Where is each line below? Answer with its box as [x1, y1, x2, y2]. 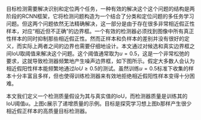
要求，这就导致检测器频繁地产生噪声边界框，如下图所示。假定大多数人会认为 [6, 57, 195, 64]
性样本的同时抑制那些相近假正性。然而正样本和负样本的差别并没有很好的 [6, 35, 184, 42]
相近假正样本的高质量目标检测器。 [6, 107, 90, 115]
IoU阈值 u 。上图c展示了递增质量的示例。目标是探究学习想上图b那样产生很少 [6, 100, 192, 107]
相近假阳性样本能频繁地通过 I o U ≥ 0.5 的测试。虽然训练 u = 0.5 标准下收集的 [6, 65, 189, 72]
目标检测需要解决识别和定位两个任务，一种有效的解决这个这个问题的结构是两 [6, 5, 195, 12]
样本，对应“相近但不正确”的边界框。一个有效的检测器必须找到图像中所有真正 [6, 27, 194, 35]
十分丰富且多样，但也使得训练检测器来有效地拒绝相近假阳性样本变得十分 [11, 72, 190, 79]
